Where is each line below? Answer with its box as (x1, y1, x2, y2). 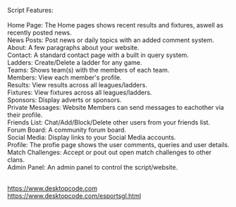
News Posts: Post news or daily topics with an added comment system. (7, 36, 215, 44)
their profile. (7, 111, 43, 119)
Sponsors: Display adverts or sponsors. (7, 96, 122, 104)
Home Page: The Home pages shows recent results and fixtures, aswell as (7, 21, 224, 29)
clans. (7, 156, 25, 164)
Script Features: (7, 6, 54, 14)
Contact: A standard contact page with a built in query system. (7, 51, 189, 59)
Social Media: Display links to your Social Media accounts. (7, 133, 176, 142)
